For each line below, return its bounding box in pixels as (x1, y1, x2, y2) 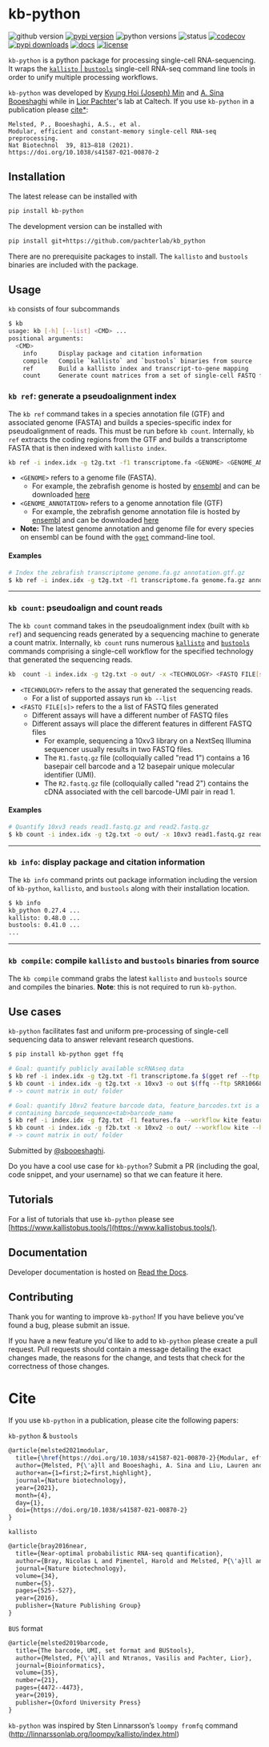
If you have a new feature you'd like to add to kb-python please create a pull (8, 1335, 258, 1345)
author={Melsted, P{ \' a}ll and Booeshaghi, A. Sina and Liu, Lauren (15, 1462, 249, 1470)
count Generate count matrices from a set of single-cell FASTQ (22, 371, 256, 380)
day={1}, (15, 1499, 45, 1507)
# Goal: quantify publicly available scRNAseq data (8, 1065, 184, 1073)
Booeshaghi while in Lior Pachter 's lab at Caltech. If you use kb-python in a (8, 96, 255, 106)
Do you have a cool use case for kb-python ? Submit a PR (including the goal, (8, 1162, 260, 1171)
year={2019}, (15, 1691, 59, 1700)
